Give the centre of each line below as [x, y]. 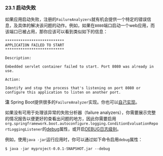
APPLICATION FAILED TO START [35, 45]
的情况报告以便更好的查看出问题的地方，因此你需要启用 [61, 119]
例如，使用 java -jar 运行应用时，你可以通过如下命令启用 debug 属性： [74, 140]
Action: [13, 79]
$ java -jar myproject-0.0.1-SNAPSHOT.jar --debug [58, 149]
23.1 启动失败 [20, 7]
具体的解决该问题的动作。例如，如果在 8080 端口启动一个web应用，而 [86, 26]
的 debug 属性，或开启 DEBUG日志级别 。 [82, 129]
